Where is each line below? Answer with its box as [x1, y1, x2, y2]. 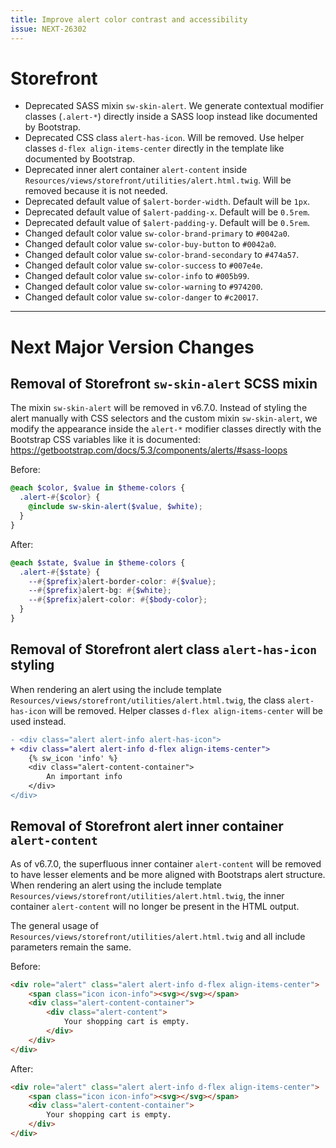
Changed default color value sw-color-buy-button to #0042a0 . [24, 238, 277, 250]
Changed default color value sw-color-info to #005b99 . [24, 270, 250, 282]
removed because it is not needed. [24, 185, 168, 197]
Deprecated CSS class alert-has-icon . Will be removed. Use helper [24, 132, 305, 144]
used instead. [10, 715, 67, 727]
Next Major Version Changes [10, 336, 255, 358]
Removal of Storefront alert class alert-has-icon [10, 641, 317, 658]
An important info [46, 772, 123, 782]
